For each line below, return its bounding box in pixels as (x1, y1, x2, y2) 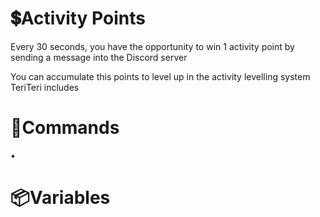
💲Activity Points (10, 7, 146, 30)
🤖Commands (10, 117, 120, 139)
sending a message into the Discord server (10, 51, 188, 63)
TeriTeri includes (10, 81, 80, 93)
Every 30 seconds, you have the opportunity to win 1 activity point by (10, 40, 295, 52)
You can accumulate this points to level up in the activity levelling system (10, 70, 311, 82)
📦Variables (10, 187, 111, 209)
